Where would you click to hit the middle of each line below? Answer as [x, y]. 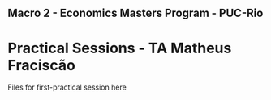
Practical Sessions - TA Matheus [120, 48]
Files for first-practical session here [67, 87]
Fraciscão [42, 65]
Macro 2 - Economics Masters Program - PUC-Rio [135, 13]
